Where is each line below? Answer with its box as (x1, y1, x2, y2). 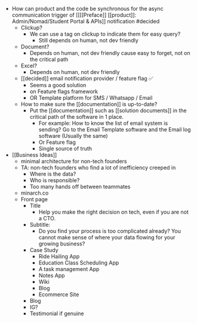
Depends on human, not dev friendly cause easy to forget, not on (29, 50, 191, 56)
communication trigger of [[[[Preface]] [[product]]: (11, 11, 137, 19)
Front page (20, 196, 48, 202)
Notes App (38, 272, 65, 279)
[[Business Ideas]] (11, 152, 57, 158)
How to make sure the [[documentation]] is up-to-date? (20, 101, 158, 107)
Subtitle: (29, 221, 51, 228)
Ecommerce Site (38, 291, 79, 298)
